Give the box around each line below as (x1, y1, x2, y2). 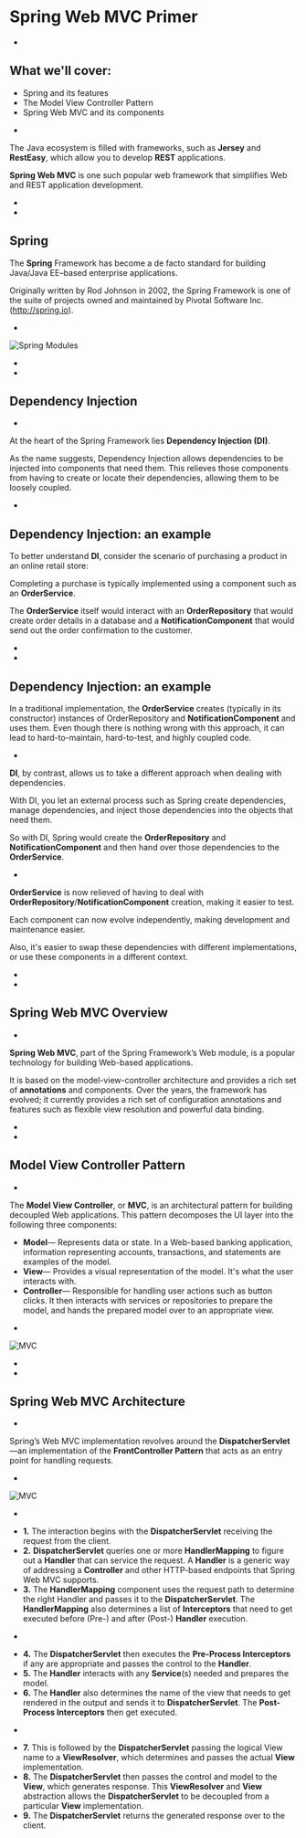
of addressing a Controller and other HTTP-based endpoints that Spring (22, 1565, 295, 1576)
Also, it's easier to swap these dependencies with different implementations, (9, 942, 297, 952)
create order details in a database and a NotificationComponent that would (9, 615, 295, 627)
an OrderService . (9, 587, 76, 599)
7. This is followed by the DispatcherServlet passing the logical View (22, 1742, 283, 1753)
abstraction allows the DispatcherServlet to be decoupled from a (22, 1790, 269, 1801)
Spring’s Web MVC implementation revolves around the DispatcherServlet (9, 1436, 290, 1447)
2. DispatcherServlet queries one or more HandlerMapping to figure (22, 1546, 285, 1557)
